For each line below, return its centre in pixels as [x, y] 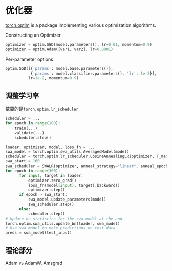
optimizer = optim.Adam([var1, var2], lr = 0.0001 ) [59, 49]
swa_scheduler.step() [51, 204]
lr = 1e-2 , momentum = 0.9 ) [53, 78]
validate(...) [29, 133]
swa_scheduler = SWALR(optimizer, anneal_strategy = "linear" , [72, 166]
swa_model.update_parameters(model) [67, 200]
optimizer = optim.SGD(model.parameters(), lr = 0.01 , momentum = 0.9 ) [79, 44]
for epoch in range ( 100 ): [33, 123]
